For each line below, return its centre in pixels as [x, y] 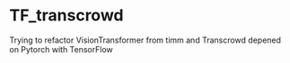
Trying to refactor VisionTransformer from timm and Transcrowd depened [145, 40]
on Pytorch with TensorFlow [62, 49]
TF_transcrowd [66, 16]
